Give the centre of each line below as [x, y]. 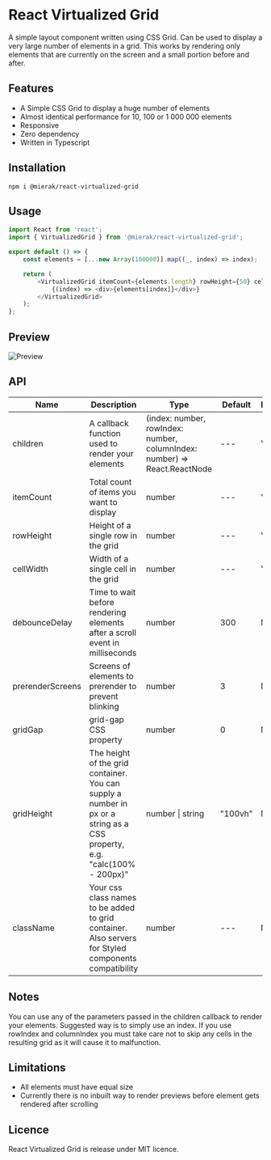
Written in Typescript [55, 142]
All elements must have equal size [77, 1087]
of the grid [109, 763]
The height [110, 752]
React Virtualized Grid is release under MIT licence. [94, 1149]
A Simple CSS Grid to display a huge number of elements [115, 108]
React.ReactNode [179, 468]
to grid [102, 917]
